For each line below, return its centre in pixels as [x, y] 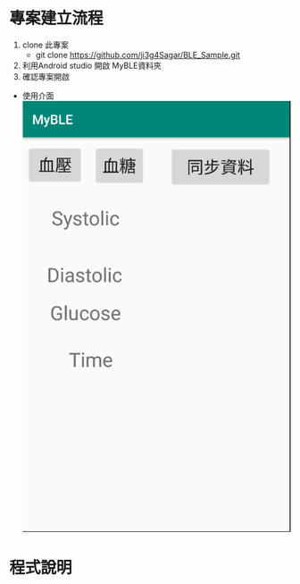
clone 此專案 [45, 45]
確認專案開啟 [46, 76]
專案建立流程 [57, 18]
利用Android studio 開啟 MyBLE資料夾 [92, 65]
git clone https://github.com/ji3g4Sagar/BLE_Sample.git [138, 55]
